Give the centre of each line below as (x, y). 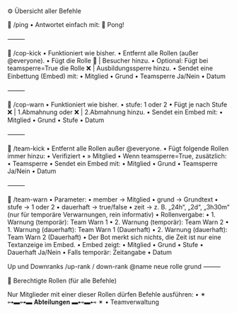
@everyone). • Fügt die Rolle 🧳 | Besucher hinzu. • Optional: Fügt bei (108, 61)
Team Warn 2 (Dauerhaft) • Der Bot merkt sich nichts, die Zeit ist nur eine (114, 237)
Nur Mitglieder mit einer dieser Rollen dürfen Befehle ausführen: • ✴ (107, 294)
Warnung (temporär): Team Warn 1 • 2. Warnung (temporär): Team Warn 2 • (118, 222)
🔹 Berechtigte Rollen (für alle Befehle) (62, 281)
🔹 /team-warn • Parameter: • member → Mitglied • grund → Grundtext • (113, 199)
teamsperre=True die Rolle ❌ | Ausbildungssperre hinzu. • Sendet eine (110, 68)
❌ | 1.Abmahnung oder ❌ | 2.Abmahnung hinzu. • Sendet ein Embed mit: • (115, 112)
